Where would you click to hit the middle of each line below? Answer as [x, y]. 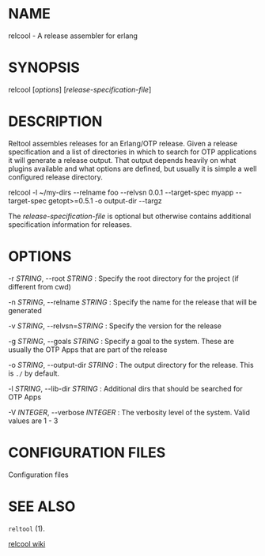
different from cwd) [40, 286]
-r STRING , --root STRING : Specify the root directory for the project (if [123, 278]
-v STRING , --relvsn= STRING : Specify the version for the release [115, 326]
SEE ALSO [42, 506]
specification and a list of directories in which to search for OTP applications [132, 152]
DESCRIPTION [55, 121]
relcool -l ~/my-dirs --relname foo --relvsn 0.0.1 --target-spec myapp [121, 192]
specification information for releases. [70, 224]
